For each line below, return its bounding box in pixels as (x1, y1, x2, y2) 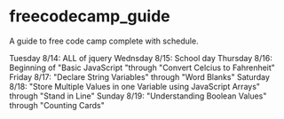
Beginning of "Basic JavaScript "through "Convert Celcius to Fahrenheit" (9, 62, 275, 73)
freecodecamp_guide (9, 6, 170, 27)
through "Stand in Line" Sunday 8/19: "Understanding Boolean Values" (9, 91, 267, 101)
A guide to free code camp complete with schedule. (9, 36, 199, 46)
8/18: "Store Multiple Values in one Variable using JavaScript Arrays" (9, 81, 260, 91)
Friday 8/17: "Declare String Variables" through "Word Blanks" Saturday (9, 71, 271, 82)
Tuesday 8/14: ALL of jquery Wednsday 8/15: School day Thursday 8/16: (9, 52, 272, 63)
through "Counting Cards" (9, 99, 105, 110)
